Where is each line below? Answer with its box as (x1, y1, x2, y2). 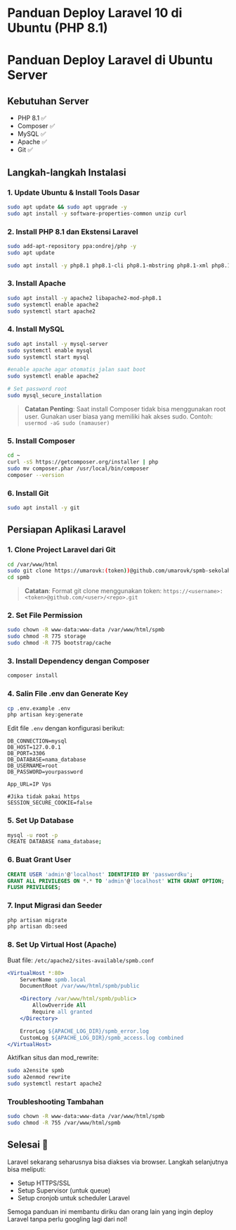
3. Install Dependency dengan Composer (7, 657, 150, 666)
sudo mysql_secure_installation (7, 392, 102, 399)
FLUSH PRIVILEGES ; (7, 884, 61, 891)
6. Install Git (7, 488, 49, 498)
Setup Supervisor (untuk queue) (17, 1186, 111, 1195)
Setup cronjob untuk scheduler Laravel (17, 1193, 130, 1202)
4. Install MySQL (7, 324, 65, 334)
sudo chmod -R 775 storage (7, 633, 86, 640)
